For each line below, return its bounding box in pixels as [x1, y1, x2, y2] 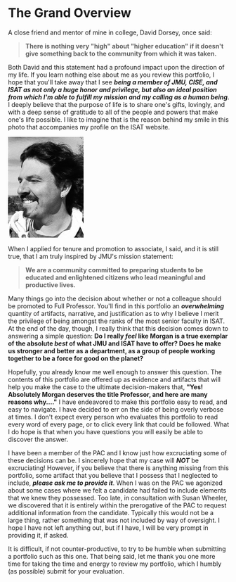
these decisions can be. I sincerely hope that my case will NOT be [8, 456, 199, 464]
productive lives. [25, 280, 76, 289]
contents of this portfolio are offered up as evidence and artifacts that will [8, 375, 221, 384]
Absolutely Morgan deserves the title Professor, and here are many [8, 390, 208, 398]
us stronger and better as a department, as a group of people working [8, 346, 216, 355]
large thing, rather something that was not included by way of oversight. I [8, 516, 220, 524]
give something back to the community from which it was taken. [25, 49, 217, 58]
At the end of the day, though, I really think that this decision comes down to [8, 324, 229, 332]
